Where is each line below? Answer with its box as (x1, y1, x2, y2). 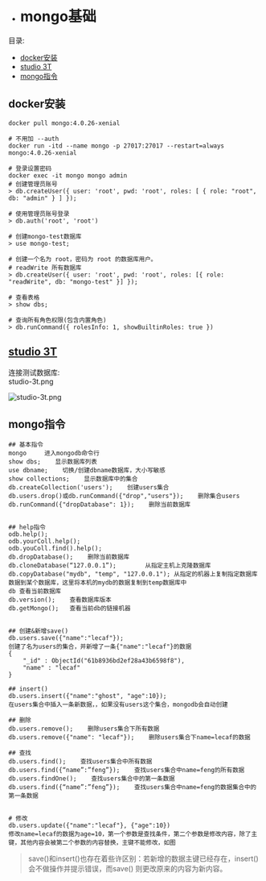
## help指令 (8, 523, 46, 532)
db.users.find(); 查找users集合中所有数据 (8, 758, 153, 766)
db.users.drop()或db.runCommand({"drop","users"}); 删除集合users (8, 492, 240, 501)
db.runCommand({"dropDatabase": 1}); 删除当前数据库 (8, 501, 191, 509)
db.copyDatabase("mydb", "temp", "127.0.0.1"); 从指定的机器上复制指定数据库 (8, 570, 258, 579)
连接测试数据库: (8, 368, 60, 377)
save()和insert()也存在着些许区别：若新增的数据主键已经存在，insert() (27, 854, 259, 863)
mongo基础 (19, 7, 96, 26)
